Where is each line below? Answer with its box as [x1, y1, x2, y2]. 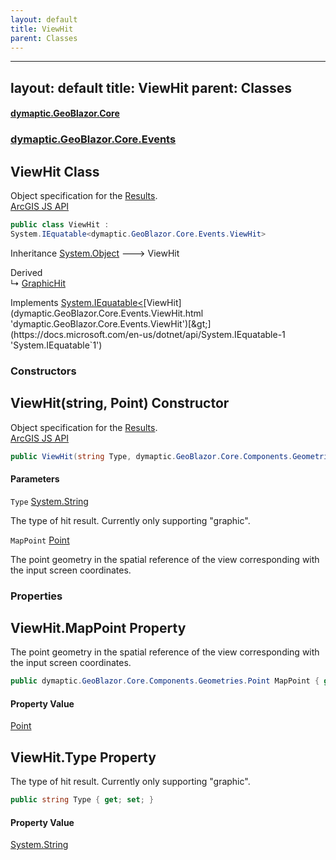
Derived [10, 266, 43, 278]
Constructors [10, 364, 77, 378]
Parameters [10, 473, 60, 485]
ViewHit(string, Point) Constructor [10, 395, 230, 412]
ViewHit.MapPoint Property [10, 619, 187, 636]
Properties [10, 589, 63, 603]
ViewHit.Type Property [10, 749, 157, 766]
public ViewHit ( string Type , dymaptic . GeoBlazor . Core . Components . [10, 451, 293, 461]
